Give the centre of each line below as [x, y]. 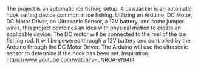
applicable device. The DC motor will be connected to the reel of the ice [96, 34]
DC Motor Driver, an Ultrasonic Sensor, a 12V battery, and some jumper [95, 21]
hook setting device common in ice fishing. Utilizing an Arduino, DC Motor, [99, 15]
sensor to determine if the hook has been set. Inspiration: [78, 53]
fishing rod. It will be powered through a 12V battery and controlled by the [98, 40]
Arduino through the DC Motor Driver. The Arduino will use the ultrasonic [97, 47]
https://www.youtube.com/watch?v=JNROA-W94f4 [70, 60]
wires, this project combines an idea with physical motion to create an [94, 28]
